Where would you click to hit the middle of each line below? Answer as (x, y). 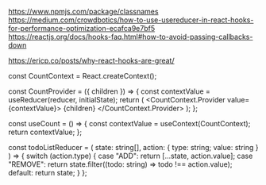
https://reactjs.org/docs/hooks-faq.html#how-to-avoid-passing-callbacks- (131, 37)
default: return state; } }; (48, 173)
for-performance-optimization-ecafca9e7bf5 (82, 28)
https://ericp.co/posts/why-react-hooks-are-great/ (91, 60)
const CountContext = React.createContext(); (83, 76)
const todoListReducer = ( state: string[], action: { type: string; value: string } (133, 147)
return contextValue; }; (45, 132)
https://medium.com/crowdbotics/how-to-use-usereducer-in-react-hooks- (131, 20)
